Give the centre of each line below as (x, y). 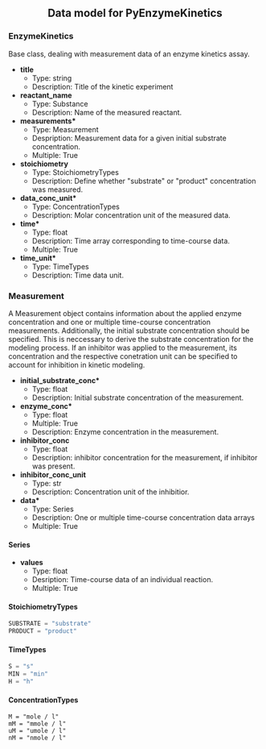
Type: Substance (60, 103)
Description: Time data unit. (78, 275)
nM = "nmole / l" (37, 738)
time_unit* (38, 258)
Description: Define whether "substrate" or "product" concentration (144, 181)
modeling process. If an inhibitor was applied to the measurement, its (123, 347)
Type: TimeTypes (61, 266)
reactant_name (46, 95)
